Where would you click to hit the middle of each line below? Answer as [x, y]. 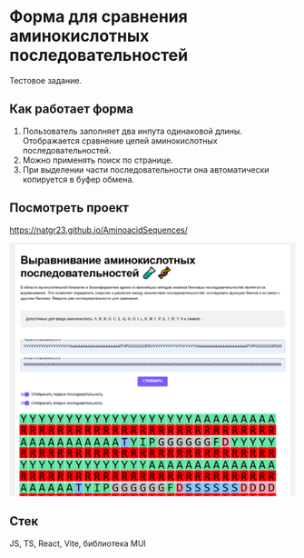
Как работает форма [72, 110]
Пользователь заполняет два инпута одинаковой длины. [132, 131]
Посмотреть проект [69, 208]
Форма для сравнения [98, 17]
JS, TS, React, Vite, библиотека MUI [78, 543]
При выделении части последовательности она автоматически [146, 169]
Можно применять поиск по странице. [98, 160]
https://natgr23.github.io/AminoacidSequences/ [99, 230]
